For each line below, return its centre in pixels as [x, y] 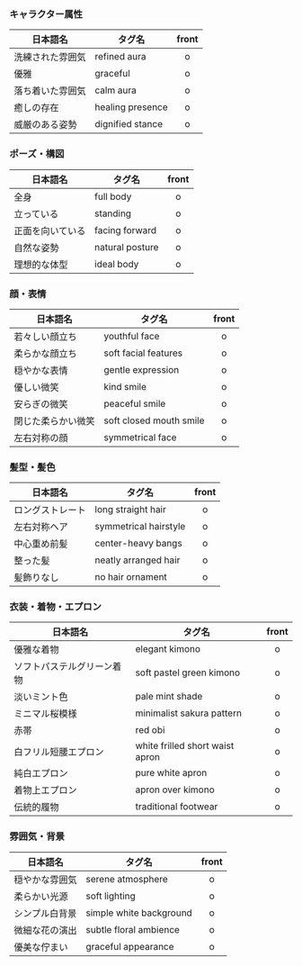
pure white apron [171, 773]
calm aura [115, 90]
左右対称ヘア [41, 527]
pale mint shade [169, 697]
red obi [150, 730]
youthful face [132, 336]
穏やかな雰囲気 [46, 880]
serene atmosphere [127, 879]
